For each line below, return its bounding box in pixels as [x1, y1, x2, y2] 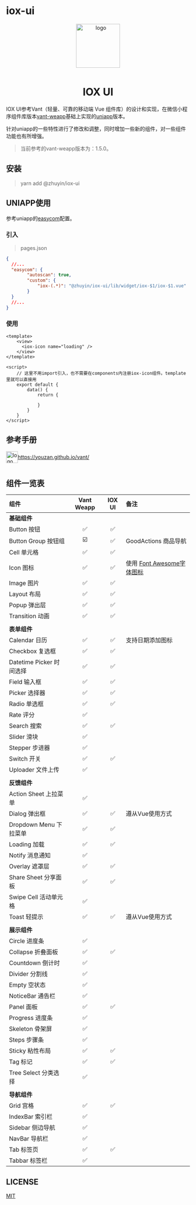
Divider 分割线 [9, 970, 48, 978]
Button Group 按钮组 [9, 537, 65, 545]
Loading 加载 [9, 840, 45, 848]
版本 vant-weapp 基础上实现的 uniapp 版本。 [26, 112, 128, 119]
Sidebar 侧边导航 [9, 1124, 55, 1132]
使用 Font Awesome [125, 559, 180, 567]
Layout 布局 [9, 590, 41, 598]
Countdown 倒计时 [9, 959, 60, 967]
